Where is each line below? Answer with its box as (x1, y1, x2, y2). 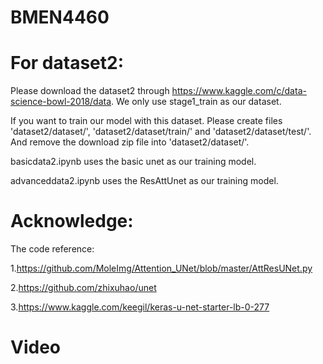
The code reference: (10, 243, 95, 255)
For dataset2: (10, 52, 124, 75)
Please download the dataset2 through (10, 85, 170, 97)
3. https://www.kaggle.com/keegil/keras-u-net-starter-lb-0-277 (10, 301, 270, 313)
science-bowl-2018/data (10, 96, 112, 108)
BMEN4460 (10, 6, 110, 29)
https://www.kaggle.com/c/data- (171, 85, 307, 97)
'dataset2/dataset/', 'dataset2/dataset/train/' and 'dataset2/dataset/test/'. (10, 126, 312, 138)
